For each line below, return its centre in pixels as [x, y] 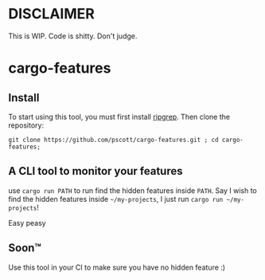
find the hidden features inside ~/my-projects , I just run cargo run [116, 199]
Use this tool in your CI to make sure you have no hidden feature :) [117, 267]
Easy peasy [27, 223]
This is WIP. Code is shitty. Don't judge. [73, 36]
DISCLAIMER [52, 14]
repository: [26, 125]
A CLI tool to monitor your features [95, 171]
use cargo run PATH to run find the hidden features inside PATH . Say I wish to [132, 190]
